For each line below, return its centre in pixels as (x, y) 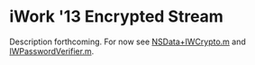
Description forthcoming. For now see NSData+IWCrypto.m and (127, 42)
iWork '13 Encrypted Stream (116, 17)
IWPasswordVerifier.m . (52, 51)
